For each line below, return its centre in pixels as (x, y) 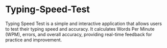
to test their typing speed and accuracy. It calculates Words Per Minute (80, 29)
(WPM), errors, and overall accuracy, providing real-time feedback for (79, 34)
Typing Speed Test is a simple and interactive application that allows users (84, 23)
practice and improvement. (34, 40)
